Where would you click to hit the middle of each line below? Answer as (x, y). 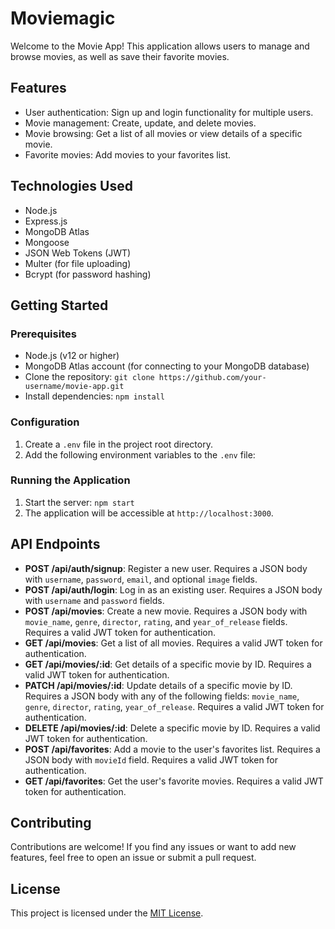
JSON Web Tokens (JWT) (78, 253)
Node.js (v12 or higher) (72, 356)
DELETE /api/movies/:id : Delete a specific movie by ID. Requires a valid (172, 728)
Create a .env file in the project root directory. (118, 444)
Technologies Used (71, 186)
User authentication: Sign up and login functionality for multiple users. (169, 112)
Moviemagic (63, 18)
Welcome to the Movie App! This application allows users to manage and (160, 46)
